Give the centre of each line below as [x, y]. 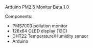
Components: [19, 16]
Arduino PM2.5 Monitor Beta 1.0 [37, 7]
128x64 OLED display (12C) [40, 31]
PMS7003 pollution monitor [40, 26]
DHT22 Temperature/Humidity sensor [50, 36]
